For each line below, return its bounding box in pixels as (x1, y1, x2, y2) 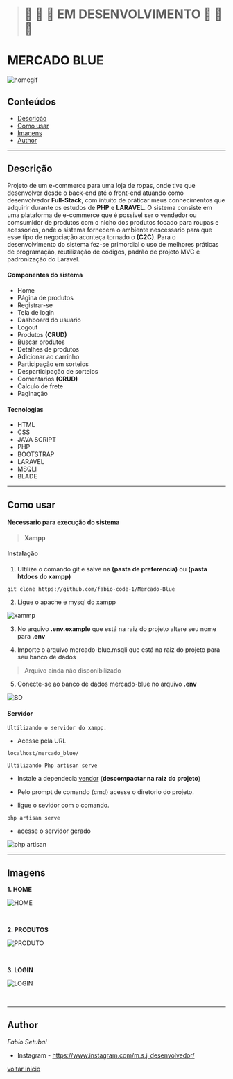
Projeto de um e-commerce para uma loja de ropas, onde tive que (7, 181, 196, 189)
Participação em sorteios (17, 360, 89, 368)
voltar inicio (7, 1064, 41, 1073)
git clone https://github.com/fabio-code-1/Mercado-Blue (7, 585, 175, 592)
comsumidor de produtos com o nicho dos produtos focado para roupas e (7, 218, 219, 226)
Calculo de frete (17, 381, 64, 390)
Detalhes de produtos (17, 345, 80, 353)
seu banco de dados (17, 653, 76, 661)
